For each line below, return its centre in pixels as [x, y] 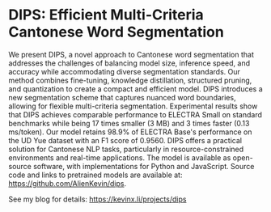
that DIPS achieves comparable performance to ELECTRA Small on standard [135, 114]
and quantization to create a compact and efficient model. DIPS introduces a [135, 89]
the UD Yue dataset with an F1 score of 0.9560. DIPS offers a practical [125, 140]
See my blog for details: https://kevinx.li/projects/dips [97, 199]
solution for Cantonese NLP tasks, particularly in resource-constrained [126, 149]
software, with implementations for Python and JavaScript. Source [144, 166]
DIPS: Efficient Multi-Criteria [106, 15]
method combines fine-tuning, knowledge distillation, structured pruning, [130, 80]
